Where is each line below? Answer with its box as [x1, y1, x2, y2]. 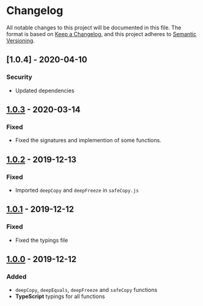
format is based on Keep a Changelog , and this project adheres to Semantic [6, 30, 197, 37]
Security [6, 73, 32, 81]
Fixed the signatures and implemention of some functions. [15, 137, 162, 144]
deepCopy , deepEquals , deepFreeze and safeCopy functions [15, 286, 157, 294]
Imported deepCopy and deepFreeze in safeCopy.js [15, 187, 139, 194]
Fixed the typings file [15, 236, 68, 244]
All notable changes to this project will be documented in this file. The [6, 24, 182, 31]
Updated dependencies [15, 87, 75, 94]
